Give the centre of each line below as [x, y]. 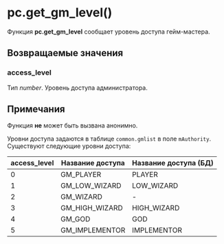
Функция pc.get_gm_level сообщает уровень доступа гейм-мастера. [109, 32]
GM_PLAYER [81, 175]
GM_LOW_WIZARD [91, 186]
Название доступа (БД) [173, 163]
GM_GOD [76, 219]
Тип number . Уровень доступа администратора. [77, 88]
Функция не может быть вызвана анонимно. [72, 125]
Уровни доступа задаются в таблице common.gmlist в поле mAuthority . [109, 139]
